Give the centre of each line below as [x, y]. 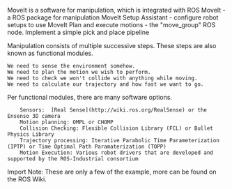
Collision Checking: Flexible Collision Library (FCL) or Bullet [117, 128]
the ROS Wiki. [27, 179]
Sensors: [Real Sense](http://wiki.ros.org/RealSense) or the [114, 110]
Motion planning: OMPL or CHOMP [67, 122]
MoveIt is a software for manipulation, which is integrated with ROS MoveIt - [117, 10]
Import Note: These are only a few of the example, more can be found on [112, 172]
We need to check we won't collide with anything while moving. [102, 78]
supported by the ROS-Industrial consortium [73, 159]
